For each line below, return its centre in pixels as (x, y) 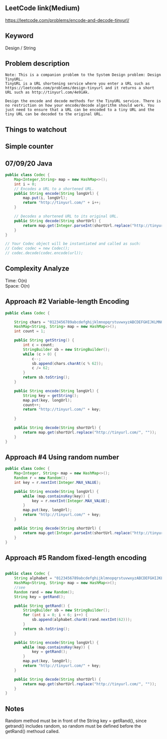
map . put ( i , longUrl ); (45, 198)
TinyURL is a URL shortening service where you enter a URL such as (78, 84)
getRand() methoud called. (33, 732)
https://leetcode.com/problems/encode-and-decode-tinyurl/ (67, 20)
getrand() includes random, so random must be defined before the (73, 726)
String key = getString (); (51, 396)
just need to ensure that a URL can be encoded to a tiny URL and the (80, 110)
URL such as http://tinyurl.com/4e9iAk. (48, 92)
